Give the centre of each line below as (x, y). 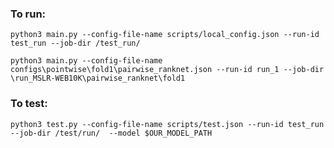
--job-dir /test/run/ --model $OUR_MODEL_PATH (111, 133)
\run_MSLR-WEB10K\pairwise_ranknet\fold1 (98, 78)
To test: (29, 104)
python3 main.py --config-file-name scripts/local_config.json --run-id (165, 35)
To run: (28, 14)
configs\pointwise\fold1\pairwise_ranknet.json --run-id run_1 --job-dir (167, 70)
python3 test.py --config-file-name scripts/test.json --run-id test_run (167, 124)
